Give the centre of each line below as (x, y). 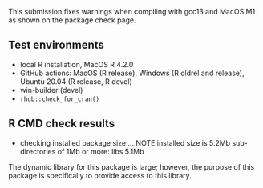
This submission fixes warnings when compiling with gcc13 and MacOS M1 (132, 12)
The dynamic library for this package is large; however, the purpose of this (131, 166)
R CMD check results (62, 124)
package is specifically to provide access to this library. (100, 175)
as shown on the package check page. (72, 20)
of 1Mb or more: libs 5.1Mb (101, 151)
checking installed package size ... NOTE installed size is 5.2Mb (125, 142)
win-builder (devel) (51, 90)
